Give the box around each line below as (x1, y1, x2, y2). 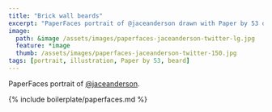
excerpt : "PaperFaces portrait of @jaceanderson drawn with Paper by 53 (8, 19, 259, 27)
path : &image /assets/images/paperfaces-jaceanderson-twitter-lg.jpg (15, 34, 255, 43)
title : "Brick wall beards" (8, 11, 104, 20)
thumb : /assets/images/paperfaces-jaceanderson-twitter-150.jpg (15, 49, 237, 57)
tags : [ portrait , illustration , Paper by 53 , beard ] (8, 57, 190, 65)
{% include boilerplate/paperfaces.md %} (8, 94, 148, 104)
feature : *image (15, 42, 70, 50)
